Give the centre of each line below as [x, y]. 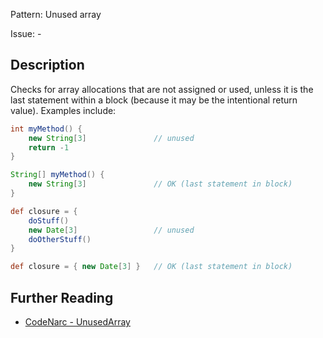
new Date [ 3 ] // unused [111, 230]
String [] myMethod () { [57, 175]
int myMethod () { [46, 129]
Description [47, 65]
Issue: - [26, 33]
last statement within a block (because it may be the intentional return [154, 100]
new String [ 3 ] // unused [111, 138]
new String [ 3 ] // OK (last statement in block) [160, 184]
